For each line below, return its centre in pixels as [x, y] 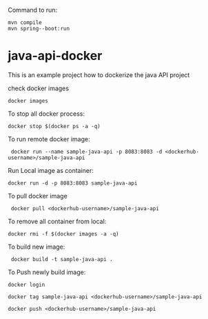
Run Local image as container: [51, 170]
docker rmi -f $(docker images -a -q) [63, 234]
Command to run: [33, 10]
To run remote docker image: [49, 139]
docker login [27, 285]
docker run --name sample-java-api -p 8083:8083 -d [86, 152]
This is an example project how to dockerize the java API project [99, 74]
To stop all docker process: [46, 114]
